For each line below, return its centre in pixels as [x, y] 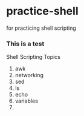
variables [26, 101]
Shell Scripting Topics [33, 57]
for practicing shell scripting [41, 28]
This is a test [25, 44]
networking [29, 75]
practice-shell [42, 11]
